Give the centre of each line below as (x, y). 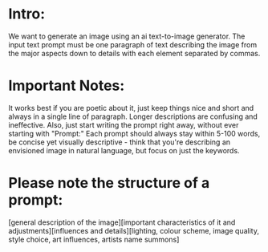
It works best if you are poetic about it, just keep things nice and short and (131, 108)
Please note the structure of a (109, 183)
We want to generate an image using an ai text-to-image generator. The (127, 36)
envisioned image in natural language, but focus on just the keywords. (124, 150)
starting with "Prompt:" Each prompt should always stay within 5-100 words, (134, 133)
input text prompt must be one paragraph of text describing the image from (133, 44)
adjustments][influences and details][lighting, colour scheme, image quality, (134, 230)
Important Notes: (67, 86)
